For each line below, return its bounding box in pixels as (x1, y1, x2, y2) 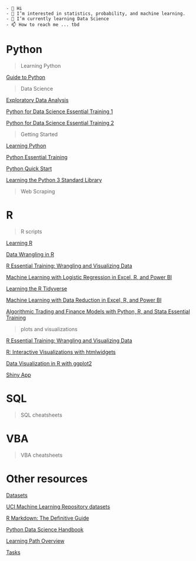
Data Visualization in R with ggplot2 (6, 359, 92, 367)
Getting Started (20, 130, 58, 138)
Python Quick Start (6, 165, 52, 172)
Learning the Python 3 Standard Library (6, 176, 102, 183)
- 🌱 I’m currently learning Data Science (6, 16, 109, 22)
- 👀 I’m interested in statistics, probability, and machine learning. (6, 11, 185, 16)
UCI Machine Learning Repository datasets (6, 503, 111, 510)
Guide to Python (6, 74, 46, 81)
